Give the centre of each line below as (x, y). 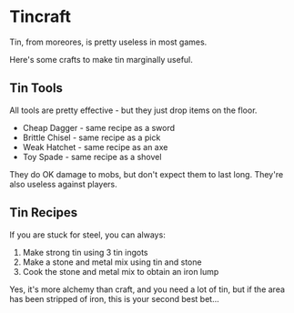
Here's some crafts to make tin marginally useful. (101, 59)
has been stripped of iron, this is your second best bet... (115, 298)
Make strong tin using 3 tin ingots (85, 252)
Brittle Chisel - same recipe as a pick (91, 137)
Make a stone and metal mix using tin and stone (112, 262)
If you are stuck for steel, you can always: (87, 235)
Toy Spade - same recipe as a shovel (92, 156)
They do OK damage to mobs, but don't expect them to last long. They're (147, 174)
